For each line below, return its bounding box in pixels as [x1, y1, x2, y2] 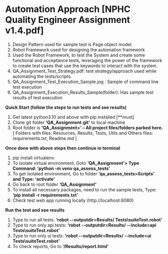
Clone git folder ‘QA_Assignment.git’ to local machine [12, 119, 125, 125]
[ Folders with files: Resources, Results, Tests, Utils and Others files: [12, 130, 153, 136]
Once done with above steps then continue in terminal [5, 145, 120, 151]
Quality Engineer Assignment [5, 14, 130, 26]
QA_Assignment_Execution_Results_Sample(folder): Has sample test [12, 89, 154, 95]
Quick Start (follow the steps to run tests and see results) [5, 104, 127, 110]
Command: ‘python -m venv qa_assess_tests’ [12, 165, 110, 171]
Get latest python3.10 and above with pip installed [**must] [12, 114, 134, 120]
